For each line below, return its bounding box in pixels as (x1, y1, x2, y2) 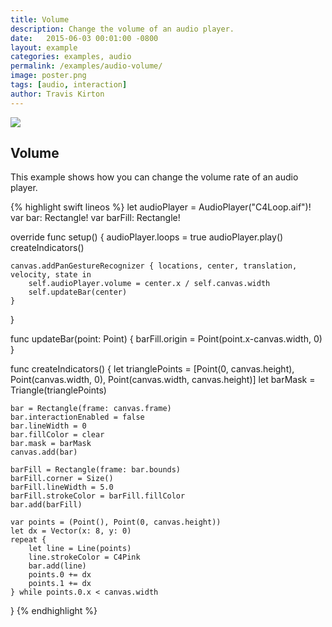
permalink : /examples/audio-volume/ (10, 61, 163, 71)
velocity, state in (10, 270, 92, 280)
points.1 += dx (28, 579, 92, 589)
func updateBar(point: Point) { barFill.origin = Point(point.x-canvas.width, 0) (10, 333, 323, 345)
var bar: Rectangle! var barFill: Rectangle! (10, 212, 181, 224)
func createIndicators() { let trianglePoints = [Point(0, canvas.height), (10, 363, 295, 375)
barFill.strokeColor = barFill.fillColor (10, 491, 186, 501)
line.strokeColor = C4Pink (28, 552, 141, 563)
